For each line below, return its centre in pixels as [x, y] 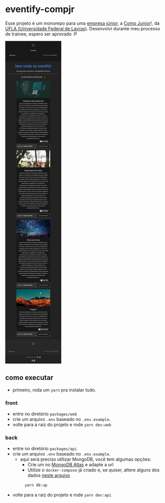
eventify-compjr [40, 9]
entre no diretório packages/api [45, 449]
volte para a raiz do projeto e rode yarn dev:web [62, 425]
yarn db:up [36, 485]
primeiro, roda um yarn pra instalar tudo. [54, 390]
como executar [29, 378]
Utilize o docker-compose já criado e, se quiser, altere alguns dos [94, 470]
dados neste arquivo [49, 475]
